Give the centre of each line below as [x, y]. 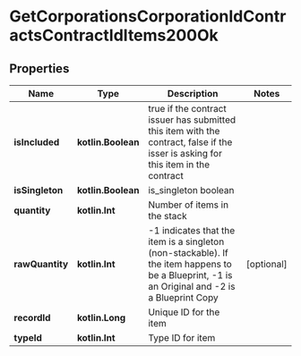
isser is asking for [185, 153]
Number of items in [188, 205]
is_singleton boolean [191, 190]
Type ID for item [181, 338]
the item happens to [190, 264]
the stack [167, 216]
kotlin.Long [101, 318]
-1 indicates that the [191, 230]
